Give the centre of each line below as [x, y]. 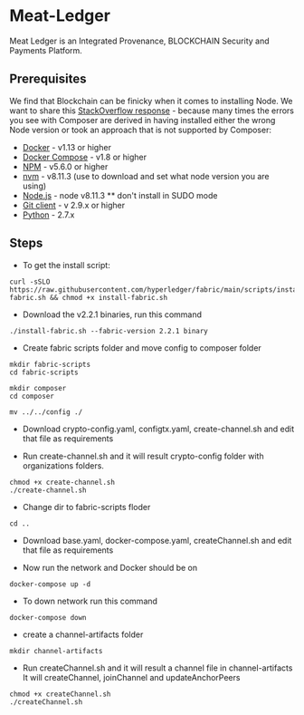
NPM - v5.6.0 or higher [65, 166]
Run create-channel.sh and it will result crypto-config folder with [143, 456]
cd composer [32, 396]
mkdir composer [38, 388]
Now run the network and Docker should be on [109, 567]
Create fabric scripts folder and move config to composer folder [142, 348]
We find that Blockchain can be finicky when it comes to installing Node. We [151, 101]
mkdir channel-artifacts [56, 651]
